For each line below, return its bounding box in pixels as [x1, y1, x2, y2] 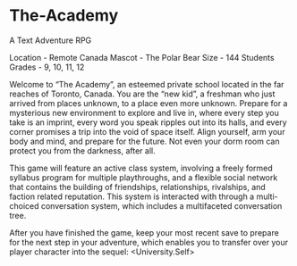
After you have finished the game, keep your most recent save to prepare [9, 227, 279, 237]
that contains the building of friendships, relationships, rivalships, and [9, 181, 266, 192]
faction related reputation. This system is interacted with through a [9, 191, 255, 202]
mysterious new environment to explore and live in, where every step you [9, 107, 279, 118]
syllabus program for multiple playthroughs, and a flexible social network [9, 171, 278, 183]
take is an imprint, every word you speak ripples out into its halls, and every [9, 117, 288, 128]
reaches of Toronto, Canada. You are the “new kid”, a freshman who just [9, 88, 276, 99]
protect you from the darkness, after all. [9, 145, 156, 156]
